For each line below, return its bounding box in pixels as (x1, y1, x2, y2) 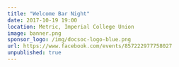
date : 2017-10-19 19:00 (7, 17, 78, 24)
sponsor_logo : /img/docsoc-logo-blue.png (7, 36, 132, 43)
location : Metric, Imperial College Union (7, 23, 134, 30)
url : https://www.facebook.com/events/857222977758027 (7, 43, 173, 50)
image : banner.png (7, 29, 62, 37)
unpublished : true (7, 50, 62, 57)
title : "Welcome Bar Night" (7, 10, 91, 17)
